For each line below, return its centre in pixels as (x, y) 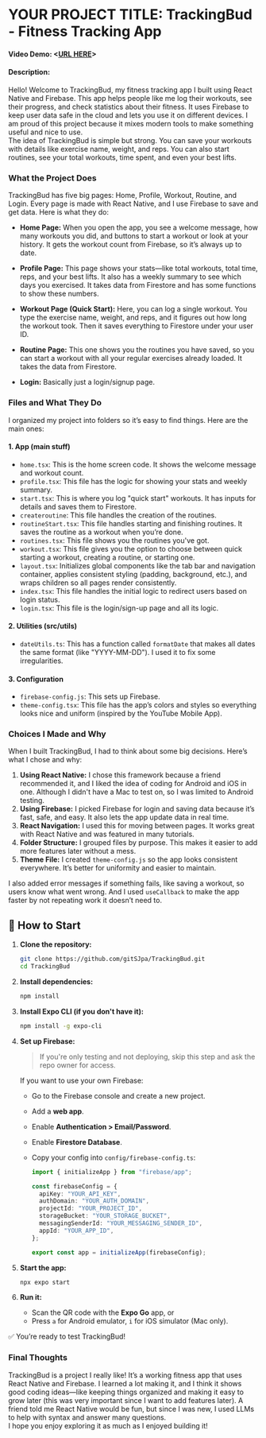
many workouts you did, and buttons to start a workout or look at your (134, 236)
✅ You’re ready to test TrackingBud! (67, 1336)
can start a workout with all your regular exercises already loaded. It (131, 359)
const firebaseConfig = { (74, 1186)
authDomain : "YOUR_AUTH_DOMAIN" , (94, 1201)
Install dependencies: (56, 982)
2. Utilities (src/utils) (43, 626)
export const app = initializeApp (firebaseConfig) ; (119, 1252)
